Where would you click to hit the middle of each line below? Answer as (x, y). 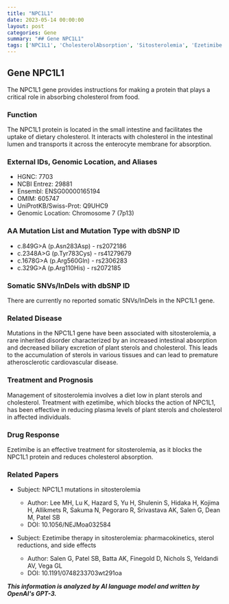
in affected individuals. (39, 417)
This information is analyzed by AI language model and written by (104, 586)
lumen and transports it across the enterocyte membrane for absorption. (109, 144)
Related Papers (33, 474)
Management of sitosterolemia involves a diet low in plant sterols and (105, 395)
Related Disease (35, 318)
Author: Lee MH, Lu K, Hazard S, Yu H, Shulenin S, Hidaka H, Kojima (123, 503)
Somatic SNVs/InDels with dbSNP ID (69, 285)
